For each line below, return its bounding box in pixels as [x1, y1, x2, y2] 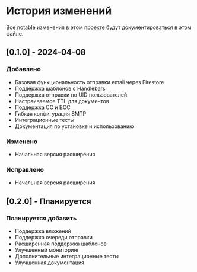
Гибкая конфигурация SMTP [14, 110, 87, 117]
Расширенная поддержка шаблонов [14, 240, 107, 247]
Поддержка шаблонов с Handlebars [14, 85, 106, 92]
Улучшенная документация [14, 259, 85, 266]
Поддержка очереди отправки [14, 233, 93, 241]
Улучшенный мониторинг [14, 246, 80, 253]
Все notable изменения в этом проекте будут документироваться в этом [6, 24, 192, 31]
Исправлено [6, 165, 45, 174]
